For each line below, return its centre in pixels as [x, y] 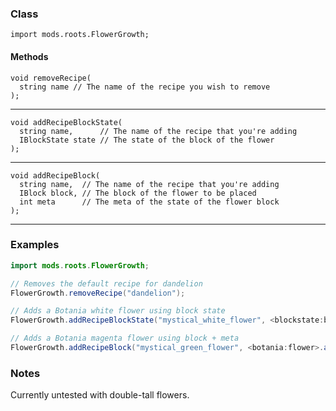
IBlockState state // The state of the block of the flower [147, 140]
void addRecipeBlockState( [66, 122]
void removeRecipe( [51, 78]
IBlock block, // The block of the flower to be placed [138, 193]
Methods [29, 56]
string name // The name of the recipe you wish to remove [145, 87]
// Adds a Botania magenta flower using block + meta [125, 338]
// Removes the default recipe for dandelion [106, 283]
